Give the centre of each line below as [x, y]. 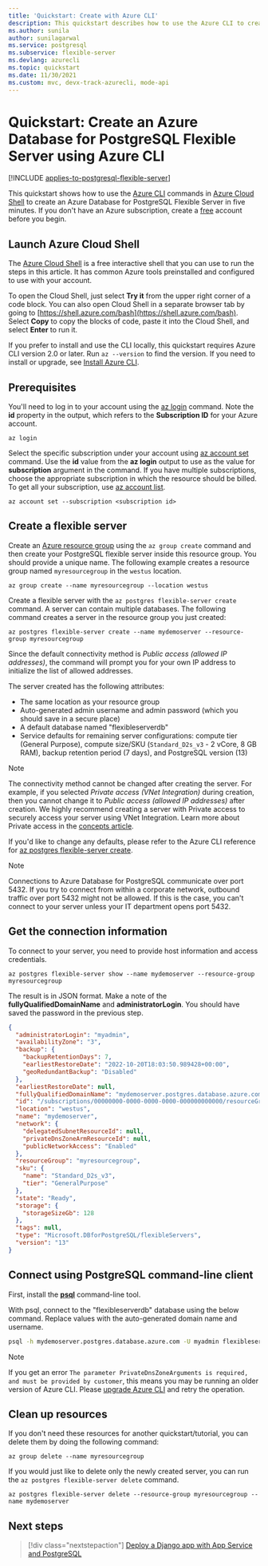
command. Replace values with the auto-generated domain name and [123, 1318]
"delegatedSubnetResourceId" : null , [84, 1131]
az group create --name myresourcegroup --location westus [108, 585]
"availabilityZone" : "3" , [59, 1042]
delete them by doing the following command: [84, 1442]
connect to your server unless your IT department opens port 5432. [120, 906]
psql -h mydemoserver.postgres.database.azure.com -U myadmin [114, 1341]
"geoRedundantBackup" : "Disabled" [80, 1071]
